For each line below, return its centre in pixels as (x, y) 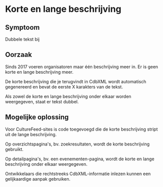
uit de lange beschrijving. (31, 134)
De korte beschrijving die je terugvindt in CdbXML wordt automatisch (76, 81)
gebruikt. (14, 149)
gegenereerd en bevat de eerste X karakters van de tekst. (64, 87)
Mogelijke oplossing (37, 117)
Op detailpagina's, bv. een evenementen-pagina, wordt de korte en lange (80, 159)
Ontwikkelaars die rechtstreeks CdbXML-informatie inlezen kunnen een (78, 174)
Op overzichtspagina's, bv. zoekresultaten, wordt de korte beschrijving (78, 144)
